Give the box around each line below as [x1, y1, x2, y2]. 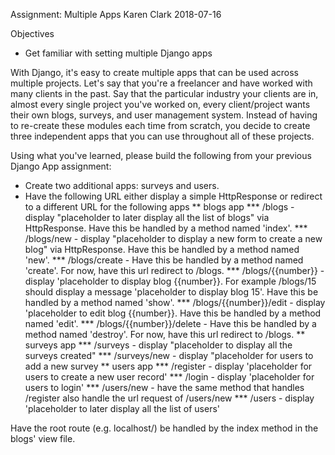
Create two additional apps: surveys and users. [24, 180, 220, 191]
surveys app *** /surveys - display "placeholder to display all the [24, 339, 293, 351]
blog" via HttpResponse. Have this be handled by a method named [24, 244, 300, 255]
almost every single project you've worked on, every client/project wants [10, 99, 311, 110]
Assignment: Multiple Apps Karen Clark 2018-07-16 [10, 9, 222, 20]
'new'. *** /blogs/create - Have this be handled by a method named [24, 254, 304, 266]
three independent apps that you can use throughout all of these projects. [10, 130, 315, 142]
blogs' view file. [10, 433, 76, 444]
